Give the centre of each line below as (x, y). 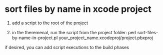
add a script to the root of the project (50, 23)
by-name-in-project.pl (35, 38)
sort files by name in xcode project (78, 9)
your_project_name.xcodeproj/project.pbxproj (106, 38)
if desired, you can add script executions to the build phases (67, 47)
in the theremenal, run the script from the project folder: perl (74, 32)
